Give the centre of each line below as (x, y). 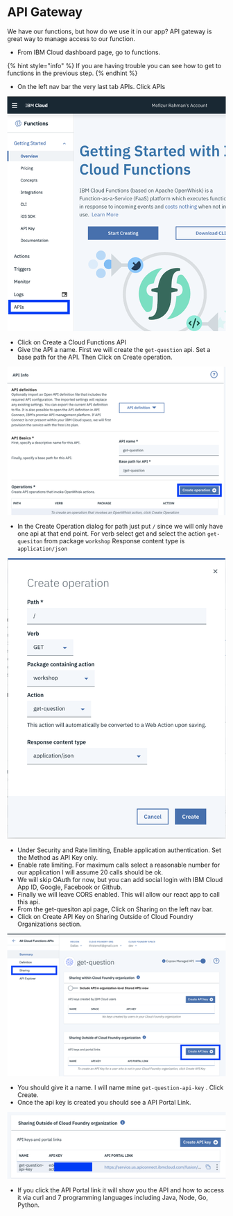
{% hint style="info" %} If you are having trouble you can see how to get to (114, 65)
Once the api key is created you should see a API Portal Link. (104, 1102)
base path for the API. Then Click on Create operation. (95, 357)
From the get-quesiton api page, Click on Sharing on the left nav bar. (115, 909)
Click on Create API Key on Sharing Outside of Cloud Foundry (105, 916)
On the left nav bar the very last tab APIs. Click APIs (91, 86)
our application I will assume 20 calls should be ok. (90, 872)
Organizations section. (49, 924)
